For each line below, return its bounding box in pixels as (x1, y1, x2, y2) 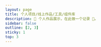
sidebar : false (5, 21, 37, 26)
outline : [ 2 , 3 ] (5, 25, 39, 30)
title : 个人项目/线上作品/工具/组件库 (5, 12, 76, 17)
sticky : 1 (5, 30, 26, 35)
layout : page (5, 7, 32, 12)
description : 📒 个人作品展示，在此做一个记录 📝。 (5, 16, 99, 21)
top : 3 (5, 35, 19, 40)
